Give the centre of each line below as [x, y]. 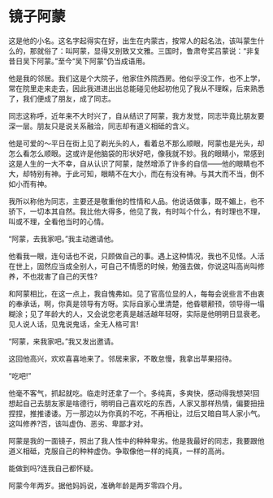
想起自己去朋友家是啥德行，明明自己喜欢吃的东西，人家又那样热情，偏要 [129, 403]
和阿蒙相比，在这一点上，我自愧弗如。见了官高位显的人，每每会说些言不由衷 [136, 293]
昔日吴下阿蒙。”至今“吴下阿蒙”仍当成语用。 [79, 61]
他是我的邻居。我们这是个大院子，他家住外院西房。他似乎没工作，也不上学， [136, 78]
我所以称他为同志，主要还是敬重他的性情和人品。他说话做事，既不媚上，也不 [136, 201]
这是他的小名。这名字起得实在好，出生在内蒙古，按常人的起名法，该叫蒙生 [133, 41]
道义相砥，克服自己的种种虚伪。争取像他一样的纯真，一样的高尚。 [119, 451]
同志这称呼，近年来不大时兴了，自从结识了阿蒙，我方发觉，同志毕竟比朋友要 [136, 115]
